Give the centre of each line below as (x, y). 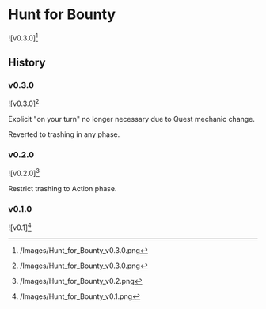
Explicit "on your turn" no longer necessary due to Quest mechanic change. (132, 119)
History (27, 62)
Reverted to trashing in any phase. (64, 134)
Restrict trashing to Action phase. (63, 188)
